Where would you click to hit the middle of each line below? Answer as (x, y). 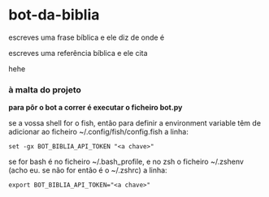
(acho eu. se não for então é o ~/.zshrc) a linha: (88, 170)
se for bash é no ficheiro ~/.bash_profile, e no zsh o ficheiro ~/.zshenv (126, 162)
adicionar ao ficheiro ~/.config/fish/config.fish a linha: (98, 132)
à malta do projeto (45, 89)
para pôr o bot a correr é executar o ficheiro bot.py (95, 108)
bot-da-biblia (54, 15)
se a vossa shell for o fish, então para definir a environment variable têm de (135, 123)
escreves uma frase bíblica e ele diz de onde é (87, 37)
